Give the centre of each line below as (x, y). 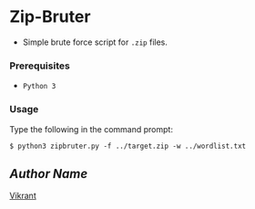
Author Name (49, 174)
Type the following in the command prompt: (91, 129)
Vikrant (23, 196)
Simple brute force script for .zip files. (95, 42)
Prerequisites (40, 66)
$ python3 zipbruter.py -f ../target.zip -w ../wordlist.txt (128, 146)
